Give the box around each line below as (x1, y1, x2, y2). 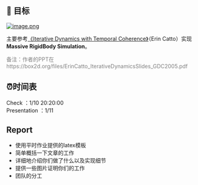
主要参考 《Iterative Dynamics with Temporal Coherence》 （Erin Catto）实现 (6, 35, 192, 42)
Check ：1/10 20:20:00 (6, 99, 64, 106)
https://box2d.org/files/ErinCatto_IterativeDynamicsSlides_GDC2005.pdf (6, 62, 188, 70)
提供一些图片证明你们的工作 (15, 164, 85, 172)
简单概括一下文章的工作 (15, 149, 74, 157)
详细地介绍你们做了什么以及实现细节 (15, 157, 107, 164)
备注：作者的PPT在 (6, 56, 54, 63)
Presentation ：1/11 (6, 106, 54, 114)
